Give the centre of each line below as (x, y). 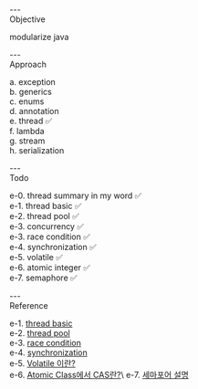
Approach (28, 64)
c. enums (27, 101)
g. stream (27, 141)
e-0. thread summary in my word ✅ (76, 195)
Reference (29, 305)
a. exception (33, 82)
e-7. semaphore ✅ (43, 278)
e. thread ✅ (31, 121)
